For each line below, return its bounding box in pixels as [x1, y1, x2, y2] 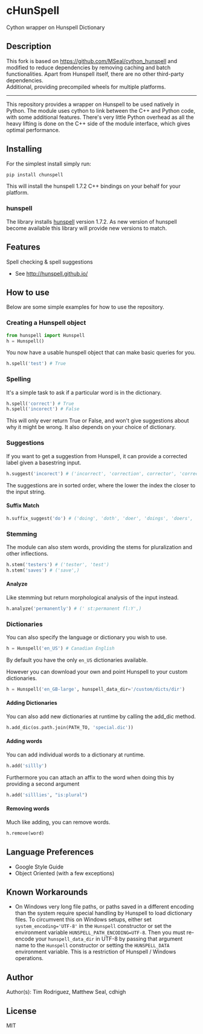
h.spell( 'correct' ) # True [6, 401, 74, 407]
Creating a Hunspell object [6, 319, 86, 327]
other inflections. [6, 550, 49, 557]
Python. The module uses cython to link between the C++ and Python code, [6, 107, 195, 114]
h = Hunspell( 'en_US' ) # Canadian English [6, 645, 115, 652]
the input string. [6, 488, 46, 495]
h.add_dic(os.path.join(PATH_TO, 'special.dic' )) [6, 724, 134, 730]
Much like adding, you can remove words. [6, 818, 111, 826]
